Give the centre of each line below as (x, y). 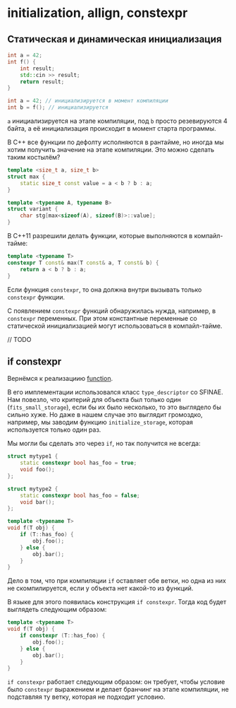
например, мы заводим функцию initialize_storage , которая (100, 423)
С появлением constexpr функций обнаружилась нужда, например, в (112, 311)
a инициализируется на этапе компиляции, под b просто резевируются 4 (117, 121)
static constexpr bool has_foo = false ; (80, 495)
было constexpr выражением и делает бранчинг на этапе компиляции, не (118, 690)
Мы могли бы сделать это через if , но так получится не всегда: (104, 444)
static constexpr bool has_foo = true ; (79, 463)
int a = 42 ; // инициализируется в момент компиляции (88, 101)
